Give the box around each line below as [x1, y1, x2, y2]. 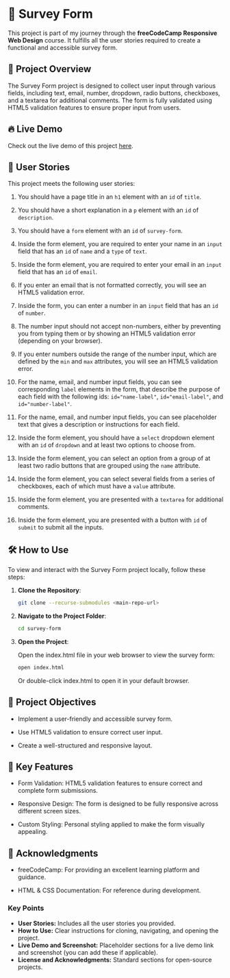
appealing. [17, 828, 48, 836]
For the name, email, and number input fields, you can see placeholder [17, 413, 218, 421]
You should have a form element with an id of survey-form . [17, 226, 183, 235]
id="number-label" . [17, 400, 73, 408]
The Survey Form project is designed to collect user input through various [8, 82, 216, 90]
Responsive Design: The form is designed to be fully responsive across [17, 800, 218, 808]
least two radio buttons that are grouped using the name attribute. [17, 462, 201, 470]
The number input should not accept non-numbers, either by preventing [17, 322, 221, 331]
